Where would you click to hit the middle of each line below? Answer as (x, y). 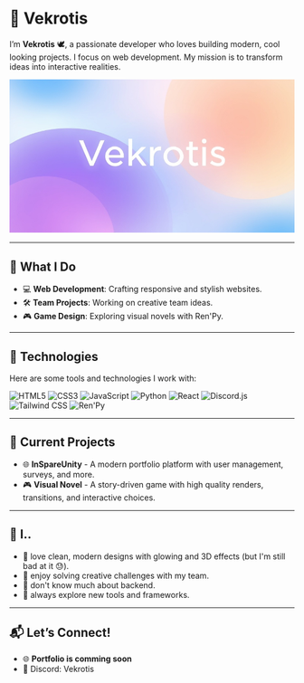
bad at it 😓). (46, 565)
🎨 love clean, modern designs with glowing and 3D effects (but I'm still (154, 556)
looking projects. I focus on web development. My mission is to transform (146, 57)
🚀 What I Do (43, 266)
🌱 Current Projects (62, 442)
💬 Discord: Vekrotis (58, 669)
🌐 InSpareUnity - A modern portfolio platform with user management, (153, 464)
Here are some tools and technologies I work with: (103, 378)
